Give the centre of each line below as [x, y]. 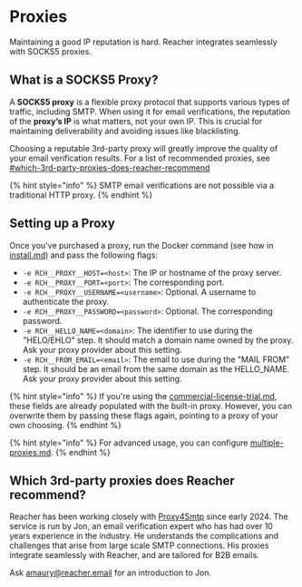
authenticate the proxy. [66, 301]
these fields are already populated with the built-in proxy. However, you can [151, 406]
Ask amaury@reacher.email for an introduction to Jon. [110, 572]
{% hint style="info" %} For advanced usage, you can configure [129, 443]
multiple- [267, 443]
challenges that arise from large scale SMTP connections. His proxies [139, 545]
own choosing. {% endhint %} [66, 425]
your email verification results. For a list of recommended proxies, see [140, 158]
